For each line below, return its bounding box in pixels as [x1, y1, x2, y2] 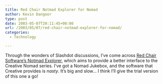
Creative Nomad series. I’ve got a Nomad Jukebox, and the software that [5, 62, 153, 69]
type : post [5, 16, 28, 21]
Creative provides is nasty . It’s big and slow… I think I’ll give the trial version [5, 68, 159, 74]
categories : [5, 30, 30, 35]
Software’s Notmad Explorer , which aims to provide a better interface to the [5, 57, 158, 63]
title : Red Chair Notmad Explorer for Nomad [5, 7, 98, 12]
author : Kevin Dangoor [5, 12, 52, 17]
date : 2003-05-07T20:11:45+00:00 [5, 21, 74, 26]
